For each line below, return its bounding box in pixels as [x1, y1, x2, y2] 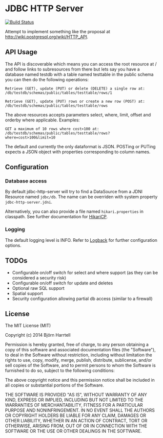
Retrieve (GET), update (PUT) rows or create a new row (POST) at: [5, 99, 145, 104]
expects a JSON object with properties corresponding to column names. [5, 149, 151, 155]
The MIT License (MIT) [5, 323, 51, 328]
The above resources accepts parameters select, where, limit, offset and [5, 112, 151, 117]
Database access [5, 178, 47, 184]
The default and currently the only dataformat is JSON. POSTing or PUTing [5, 143, 156, 149]
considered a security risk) [12, 275, 66, 280]
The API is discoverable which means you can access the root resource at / [5, 61, 157, 67]
